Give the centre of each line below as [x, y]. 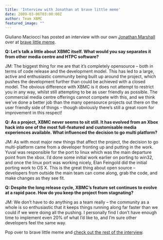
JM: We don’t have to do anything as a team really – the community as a [77, 202]
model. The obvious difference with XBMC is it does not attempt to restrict [80, 87]
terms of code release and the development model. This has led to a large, [80, 72]
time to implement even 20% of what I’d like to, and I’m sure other [71, 218]
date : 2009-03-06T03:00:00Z [34, 14]
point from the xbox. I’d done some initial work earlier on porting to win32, [79, 157]
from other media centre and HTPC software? [52, 57]
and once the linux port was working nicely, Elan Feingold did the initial [76, 163]
